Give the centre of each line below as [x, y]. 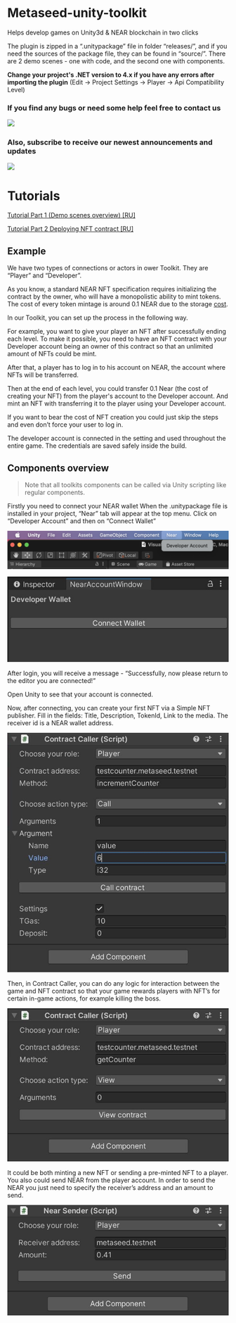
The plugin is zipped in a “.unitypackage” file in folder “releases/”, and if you [117, 46]
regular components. [55, 493]
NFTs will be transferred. [43, 375]
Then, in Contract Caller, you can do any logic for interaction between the [113, 983]
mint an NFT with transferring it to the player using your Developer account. [117, 403]
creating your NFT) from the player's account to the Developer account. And [118, 396]
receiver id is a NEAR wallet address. [60, 723]
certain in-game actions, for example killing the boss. [84, 998]
